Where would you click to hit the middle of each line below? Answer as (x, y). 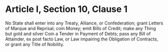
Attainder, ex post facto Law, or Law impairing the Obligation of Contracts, (82, 39)
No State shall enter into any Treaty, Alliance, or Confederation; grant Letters (84, 23)
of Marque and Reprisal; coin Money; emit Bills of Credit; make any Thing (81, 28)
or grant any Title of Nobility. (35, 44)
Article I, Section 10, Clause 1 (66, 9)
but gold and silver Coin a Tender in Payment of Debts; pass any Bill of (78, 33)
